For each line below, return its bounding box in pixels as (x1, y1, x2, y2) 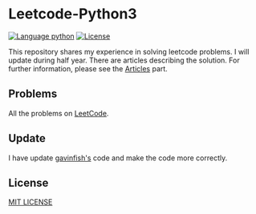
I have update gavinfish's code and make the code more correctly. (8, 153, 228, 163)
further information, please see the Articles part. (8, 63, 169, 73)
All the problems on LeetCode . (8, 108, 109, 118)
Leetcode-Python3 (8, 5, 138, 23)
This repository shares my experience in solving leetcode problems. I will (8, 46, 250, 56)
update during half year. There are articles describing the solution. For (8, 55, 240, 65)
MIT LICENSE (8, 197, 53, 207)
